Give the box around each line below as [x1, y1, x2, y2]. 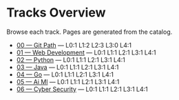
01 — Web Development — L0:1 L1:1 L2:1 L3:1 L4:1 [16, 48, 156, 57]
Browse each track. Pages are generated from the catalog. [6, 28, 173, 36]
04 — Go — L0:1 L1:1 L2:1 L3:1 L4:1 [16, 70, 114, 79]
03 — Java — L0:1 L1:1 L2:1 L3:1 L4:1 [16, 63, 119, 71]
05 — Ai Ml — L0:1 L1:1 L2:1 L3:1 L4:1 [16, 77, 120, 86]
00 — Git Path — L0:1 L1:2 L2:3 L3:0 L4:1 [16, 41, 132, 49]
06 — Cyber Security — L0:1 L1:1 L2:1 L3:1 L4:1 [16, 85, 149, 93]
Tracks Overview [6, 5, 106, 21]
